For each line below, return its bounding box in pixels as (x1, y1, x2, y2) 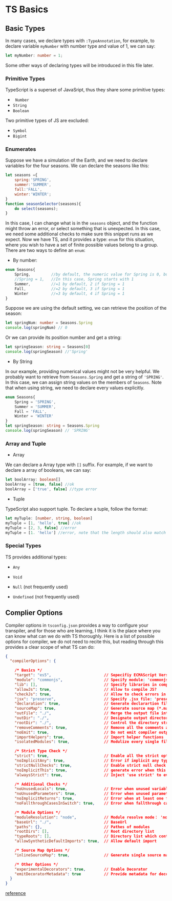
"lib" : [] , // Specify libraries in (14, 682, 157, 687)
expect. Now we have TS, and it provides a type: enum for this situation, (5, 236, 155, 243)
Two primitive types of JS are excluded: (5, 117, 89, 124)
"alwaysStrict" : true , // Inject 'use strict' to (14, 772, 161, 777)
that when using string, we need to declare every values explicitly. (5, 385, 145, 391)
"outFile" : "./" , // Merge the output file (14, 711, 159, 716)
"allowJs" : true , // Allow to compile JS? (14, 687, 157, 692)
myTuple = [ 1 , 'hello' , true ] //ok (5, 520, 81, 526)
